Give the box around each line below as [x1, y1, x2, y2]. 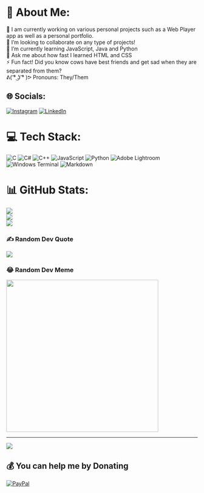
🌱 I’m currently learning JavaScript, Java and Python [6, 45, 138, 52]
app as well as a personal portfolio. [6, 32, 94, 39]
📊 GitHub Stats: [6, 183, 89, 197]
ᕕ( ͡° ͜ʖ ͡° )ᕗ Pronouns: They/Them [6, 73, 89, 81]
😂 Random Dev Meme [6, 265, 74, 274]
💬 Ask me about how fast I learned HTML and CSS [6, 51, 132, 58]
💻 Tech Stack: [6, 130, 81, 144]
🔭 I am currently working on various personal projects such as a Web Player [6, 26, 196, 33]
